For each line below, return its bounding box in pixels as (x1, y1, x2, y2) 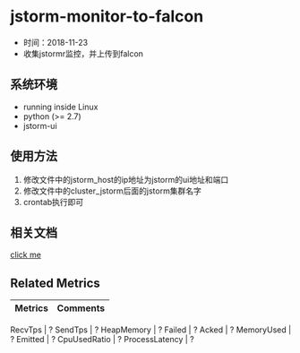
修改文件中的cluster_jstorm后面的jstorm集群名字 (22, 185, 202, 196)
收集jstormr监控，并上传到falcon (22, 47, 144, 59)
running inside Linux (22, 101, 99, 112)
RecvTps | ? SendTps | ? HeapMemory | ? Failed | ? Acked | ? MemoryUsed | (10, 324, 292, 335)
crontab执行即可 (22, 196, 84, 207)
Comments (56, 302, 106, 314)
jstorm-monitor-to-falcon (10, 6, 204, 27)
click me (10, 249, 41, 261)
